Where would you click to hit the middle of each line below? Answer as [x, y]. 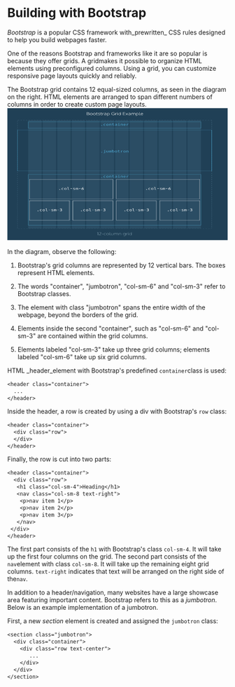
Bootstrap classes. [44, 294]
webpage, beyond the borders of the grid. [78, 315]
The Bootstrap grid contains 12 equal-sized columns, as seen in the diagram [117, 89]
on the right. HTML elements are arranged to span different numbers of [110, 97]
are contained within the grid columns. [93, 336]
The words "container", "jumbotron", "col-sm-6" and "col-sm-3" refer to [121, 286]
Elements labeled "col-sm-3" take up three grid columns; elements [114, 349]
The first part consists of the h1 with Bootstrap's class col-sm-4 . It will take [114, 549]
